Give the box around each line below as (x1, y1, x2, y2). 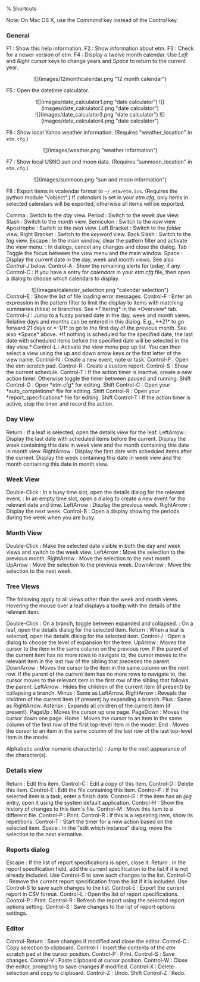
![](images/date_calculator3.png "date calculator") (35, 111, 158, 118)
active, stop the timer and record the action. (6, 400, 114, 407)
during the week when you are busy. (6, 514, 96, 521)
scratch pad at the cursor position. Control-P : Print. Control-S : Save (6, 950, 175, 958)
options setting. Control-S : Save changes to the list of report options (6, 903, 176, 911)
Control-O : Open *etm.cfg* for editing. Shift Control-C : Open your (6, 381, 171, 388)
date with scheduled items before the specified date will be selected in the (6, 337, 189, 344)
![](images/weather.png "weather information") (42, 147, 158, 154)
